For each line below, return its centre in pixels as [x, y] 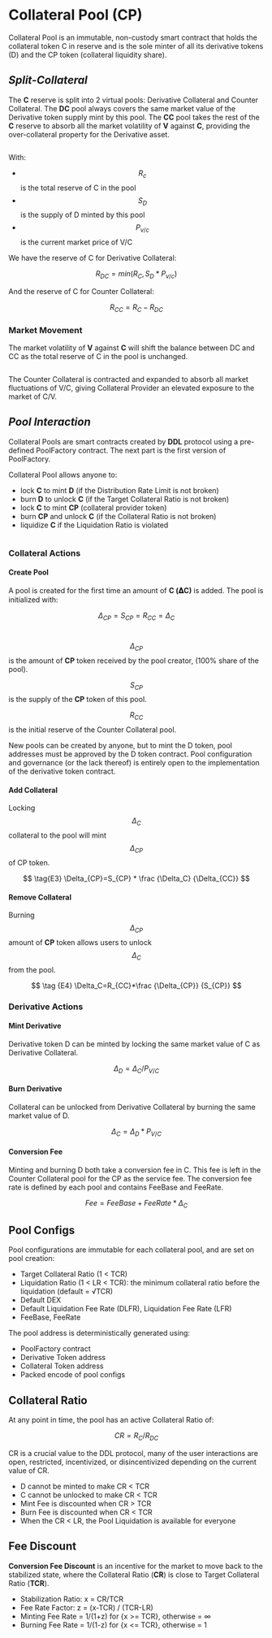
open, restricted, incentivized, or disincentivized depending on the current [133, 1462]
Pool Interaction [50, 422]
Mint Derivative [35, 1026]
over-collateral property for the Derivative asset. [89, 134]
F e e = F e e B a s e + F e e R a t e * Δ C [136, 1204]
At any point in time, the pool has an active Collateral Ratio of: [111, 1420]
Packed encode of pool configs [73, 1375]
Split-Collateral [48, 80]
